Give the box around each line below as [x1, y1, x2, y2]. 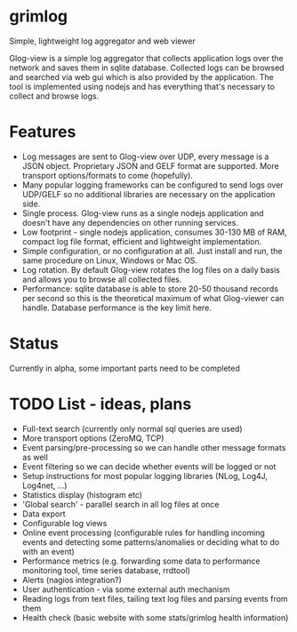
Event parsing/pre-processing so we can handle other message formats [21, 442, 286, 452]
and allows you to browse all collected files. [21, 274, 182, 284]
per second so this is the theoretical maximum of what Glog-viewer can [21, 292, 285, 303]
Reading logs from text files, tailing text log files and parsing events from [21, 593, 288, 604]
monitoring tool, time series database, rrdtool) [21, 564, 191, 575]
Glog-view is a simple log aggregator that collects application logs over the [9, 52, 284, 63]
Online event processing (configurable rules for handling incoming [21, 527, 265, 538]
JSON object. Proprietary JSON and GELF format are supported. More [21, 160, 279, 171]
